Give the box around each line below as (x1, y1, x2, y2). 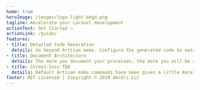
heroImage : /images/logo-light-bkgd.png (6, 14, 108, 20)
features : (6, 36, 31, 42)
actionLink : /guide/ (6, 31, 58, 37)
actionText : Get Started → (6, 25, 73, 31)
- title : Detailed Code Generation (6, 42, 95, 48)
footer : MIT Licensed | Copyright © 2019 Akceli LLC (6, 75, 140, 81)
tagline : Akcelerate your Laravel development (6, 20, 124, 25)
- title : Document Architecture (6, 53, 86, 59)
